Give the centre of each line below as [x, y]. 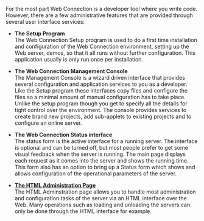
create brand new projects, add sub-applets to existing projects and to [103, 116]
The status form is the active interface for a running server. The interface [106, 141]
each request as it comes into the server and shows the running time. [101, 160]
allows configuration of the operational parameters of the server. [96, 174]
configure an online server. [48, 123]
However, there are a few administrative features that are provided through [99, 15]
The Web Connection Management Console [71, 71]
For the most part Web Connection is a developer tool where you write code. [102, 9]
